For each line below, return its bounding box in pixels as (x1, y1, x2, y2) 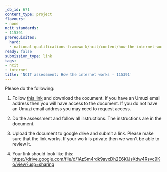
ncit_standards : (5, 26, 39, 31)
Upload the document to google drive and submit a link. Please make (12, 130, 154, 136)
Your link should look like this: (12, 150, 74, 157)
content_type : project (5, 12, 52, 17)
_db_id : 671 (5, 7, 30, 12)
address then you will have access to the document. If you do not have (12, 100, 158, 106)
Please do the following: (5, 86, 55, 91)
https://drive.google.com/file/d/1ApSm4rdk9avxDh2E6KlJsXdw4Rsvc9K (12, 156, 161, 162)
